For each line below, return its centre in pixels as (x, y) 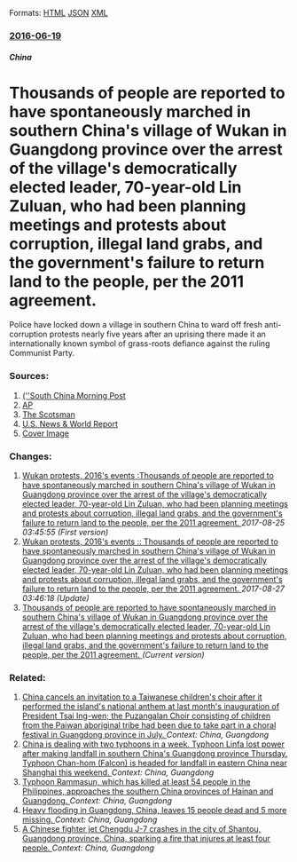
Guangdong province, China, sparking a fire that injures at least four (146, 839)
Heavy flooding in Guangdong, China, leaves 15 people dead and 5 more (154, 811)
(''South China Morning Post (74, 395)
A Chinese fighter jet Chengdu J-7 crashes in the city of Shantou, (141, 829)
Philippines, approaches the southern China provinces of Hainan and (148, 791)
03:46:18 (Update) (56, 598)
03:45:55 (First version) (65, 533)
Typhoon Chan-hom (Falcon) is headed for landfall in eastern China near (155, 763)
